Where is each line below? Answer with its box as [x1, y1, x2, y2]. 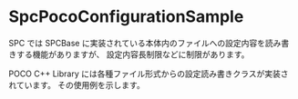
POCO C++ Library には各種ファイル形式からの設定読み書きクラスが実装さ [8, 68, 289, 79]
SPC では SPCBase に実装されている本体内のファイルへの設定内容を [8, 37, 266, 48]
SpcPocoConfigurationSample [8, 6, 244, 27]
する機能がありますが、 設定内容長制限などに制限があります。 [15, 48, 250, 60]
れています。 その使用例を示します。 [8, 79, 145, 90]
